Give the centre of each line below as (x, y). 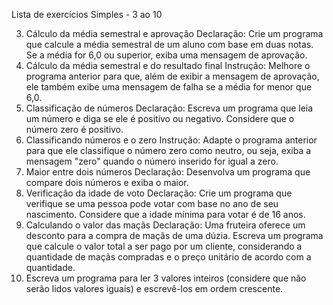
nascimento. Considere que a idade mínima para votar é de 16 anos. (165, 214)
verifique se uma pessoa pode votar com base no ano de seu (152, 203)
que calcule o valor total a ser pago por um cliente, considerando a (164, 246)
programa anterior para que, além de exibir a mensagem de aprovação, (172, 76)
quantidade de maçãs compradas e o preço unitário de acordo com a (168, 257)
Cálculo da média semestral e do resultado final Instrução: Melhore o (168, 65)
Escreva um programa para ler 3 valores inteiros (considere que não (166, 278)
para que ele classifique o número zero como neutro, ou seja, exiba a (168, 150)
